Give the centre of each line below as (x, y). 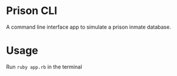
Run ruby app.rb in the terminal (44, 67)
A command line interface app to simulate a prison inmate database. (89, 27)
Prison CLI (32, 11)
